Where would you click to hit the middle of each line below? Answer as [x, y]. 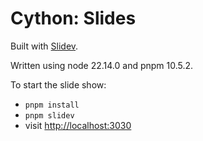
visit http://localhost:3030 [78, 125]
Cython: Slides [73, 18]
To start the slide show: [58, 84]
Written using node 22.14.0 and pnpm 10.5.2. [102, 65]
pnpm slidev [49, 115]
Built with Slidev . [44, 46]
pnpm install [52, 105]
